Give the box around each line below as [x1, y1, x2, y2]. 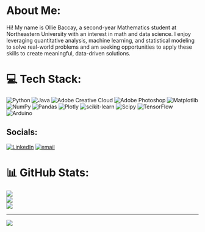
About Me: [6, 4, 61, 18]
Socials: [6, 127, 38, 138]
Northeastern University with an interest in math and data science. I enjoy [6, 30, 191, 37]
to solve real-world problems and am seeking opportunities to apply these [6, 43, 192, 51]
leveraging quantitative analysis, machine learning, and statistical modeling [6, 37, 195, 44]
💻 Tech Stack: [6, 72, 82, 86]
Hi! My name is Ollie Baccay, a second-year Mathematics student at [6, 24, 177, 31]
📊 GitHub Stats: [6, 166, 90, 180]
